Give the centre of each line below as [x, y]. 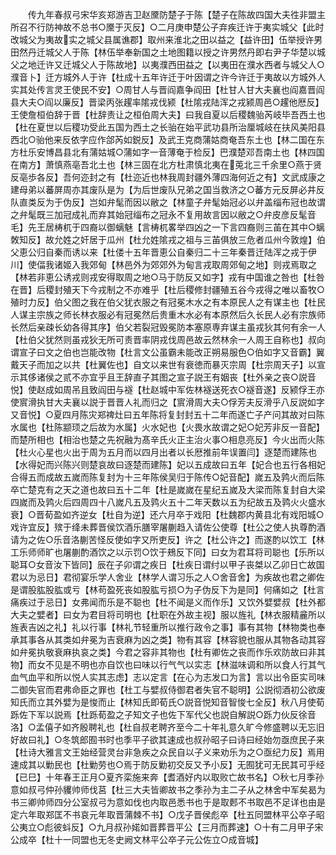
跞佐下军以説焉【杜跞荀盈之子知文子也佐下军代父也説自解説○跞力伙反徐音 [163, 714]
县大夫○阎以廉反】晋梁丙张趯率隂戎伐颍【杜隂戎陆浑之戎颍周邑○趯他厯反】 [167, 102]
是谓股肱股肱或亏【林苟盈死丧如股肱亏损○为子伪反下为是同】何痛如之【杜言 [167, 589]
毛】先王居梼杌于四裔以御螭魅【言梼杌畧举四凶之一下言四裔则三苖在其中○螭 [167, 227]
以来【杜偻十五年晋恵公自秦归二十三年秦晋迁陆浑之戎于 [193, 252]
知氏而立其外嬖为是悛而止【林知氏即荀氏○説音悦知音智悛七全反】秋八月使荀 [167, 702]
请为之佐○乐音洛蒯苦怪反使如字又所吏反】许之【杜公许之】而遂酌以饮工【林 [167, 539]
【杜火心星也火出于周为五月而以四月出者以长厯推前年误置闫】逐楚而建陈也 [163, 452]
